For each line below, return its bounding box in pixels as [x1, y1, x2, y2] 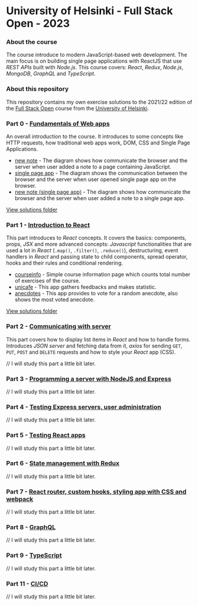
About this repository [6, 85, 69, 93]
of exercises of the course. [14, 277, 80, 285]
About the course [6, 38, 57, 46]
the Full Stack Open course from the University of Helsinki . [6, 105, 149, 112]
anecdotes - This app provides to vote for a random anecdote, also [14, 290, 178, 297]
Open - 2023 [6, 17, 70, 30]
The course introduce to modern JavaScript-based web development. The [6, 51, 187, 59]
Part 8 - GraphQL [6, 523, 56, 531]
